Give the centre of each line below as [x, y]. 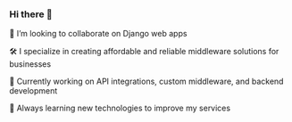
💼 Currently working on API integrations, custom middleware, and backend [146, 81]
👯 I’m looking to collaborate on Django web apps [98, 34]
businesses [30, 64]
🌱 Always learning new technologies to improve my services [120, 108]
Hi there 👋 [31, 14]
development [33, 91]
